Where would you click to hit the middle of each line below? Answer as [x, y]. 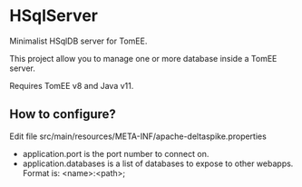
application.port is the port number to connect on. [116, 153]
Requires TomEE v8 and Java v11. [72, 85]
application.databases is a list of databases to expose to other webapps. [158, 163]
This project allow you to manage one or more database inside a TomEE [143, 58]
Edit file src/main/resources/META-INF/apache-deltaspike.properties [138, 136]
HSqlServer [54, 16]
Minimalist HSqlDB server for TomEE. [78, 41]
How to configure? [63, 114]
